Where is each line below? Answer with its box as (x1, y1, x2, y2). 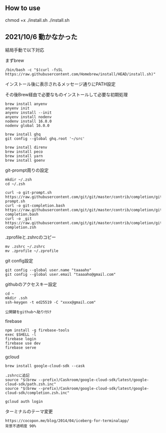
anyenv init (5, 106, 30, 111)
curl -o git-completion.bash (5, 203, 65, 208)
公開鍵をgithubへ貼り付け (5, 309, 52, 314)
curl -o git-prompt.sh (5, 190, 52, 195)
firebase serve (5, 345, 37, 350)
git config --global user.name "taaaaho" (5, 267, 92, 272)
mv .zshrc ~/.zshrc (5, 244, 45, 249)
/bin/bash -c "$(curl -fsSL (5, 67, 63, 72)
